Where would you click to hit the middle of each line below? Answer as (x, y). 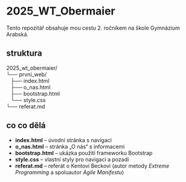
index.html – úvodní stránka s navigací (63, 140)
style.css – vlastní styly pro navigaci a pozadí (72, 159)
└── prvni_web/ (27, 74)
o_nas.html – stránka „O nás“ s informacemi (70, 146)
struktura (24, 54)
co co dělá (26, 125)
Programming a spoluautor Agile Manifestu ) (69, 172)
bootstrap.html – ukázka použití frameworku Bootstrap (84, 153)
